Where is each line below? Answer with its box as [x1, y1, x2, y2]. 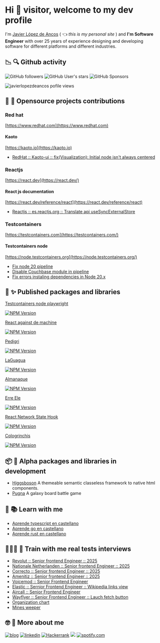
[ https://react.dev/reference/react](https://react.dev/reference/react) [5, 199, 143, 205]
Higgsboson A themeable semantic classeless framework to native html [12, 480, 155, 486]
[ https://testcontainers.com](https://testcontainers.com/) [5, 232, 119, 238]
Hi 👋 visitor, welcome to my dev [5, 4, 133, 16]
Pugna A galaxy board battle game [12, 491, 81, 496]
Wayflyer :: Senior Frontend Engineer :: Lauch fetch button [12, 594, 128, 600]
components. [12, 485, 39, 491]
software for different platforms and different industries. [5, 43, 116, 49]
